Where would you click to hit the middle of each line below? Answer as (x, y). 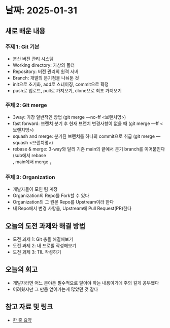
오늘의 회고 (22, 270)
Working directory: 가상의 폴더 (44, 65)
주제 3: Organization (30, 177)
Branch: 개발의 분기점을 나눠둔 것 (46, 78)
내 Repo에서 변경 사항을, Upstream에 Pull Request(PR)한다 (72, 208)
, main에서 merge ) (32, 162)
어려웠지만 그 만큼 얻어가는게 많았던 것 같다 (55, 289)
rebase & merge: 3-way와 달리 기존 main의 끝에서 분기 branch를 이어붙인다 (89, 149)
